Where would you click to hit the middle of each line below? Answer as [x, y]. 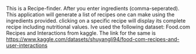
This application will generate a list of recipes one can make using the [90, 15]
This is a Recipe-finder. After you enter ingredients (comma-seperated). [93, 8]
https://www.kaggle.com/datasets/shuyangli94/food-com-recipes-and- [93, 39]
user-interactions [27, 45]
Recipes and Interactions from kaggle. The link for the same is [81, 33]
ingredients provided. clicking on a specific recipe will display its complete [96, 21]
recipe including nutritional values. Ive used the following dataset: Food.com [98, 27]
